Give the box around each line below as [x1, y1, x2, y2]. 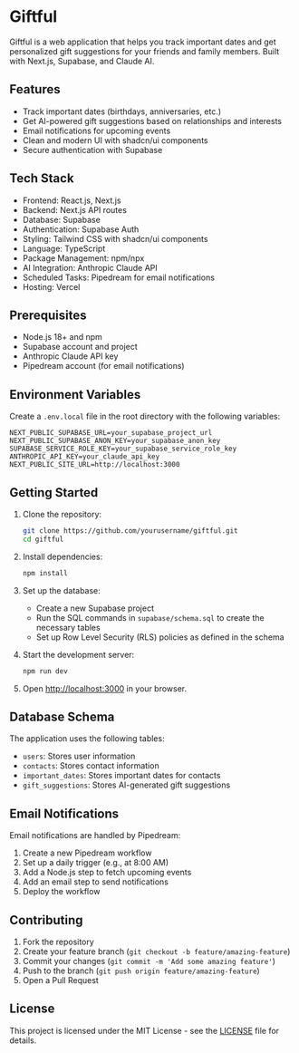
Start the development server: [22, 649, 135, 660]
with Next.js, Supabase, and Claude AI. [9, 55, 155, 66]
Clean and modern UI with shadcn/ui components [22, 134, 208, 146]
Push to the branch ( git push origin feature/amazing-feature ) [22, 965, 260, 976]
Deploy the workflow [22, 886, 101, 897]
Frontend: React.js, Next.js [22, 195, 121, 206]
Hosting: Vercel [22, 281, 81, 292]
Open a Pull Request [22, 974, 100, 985]
